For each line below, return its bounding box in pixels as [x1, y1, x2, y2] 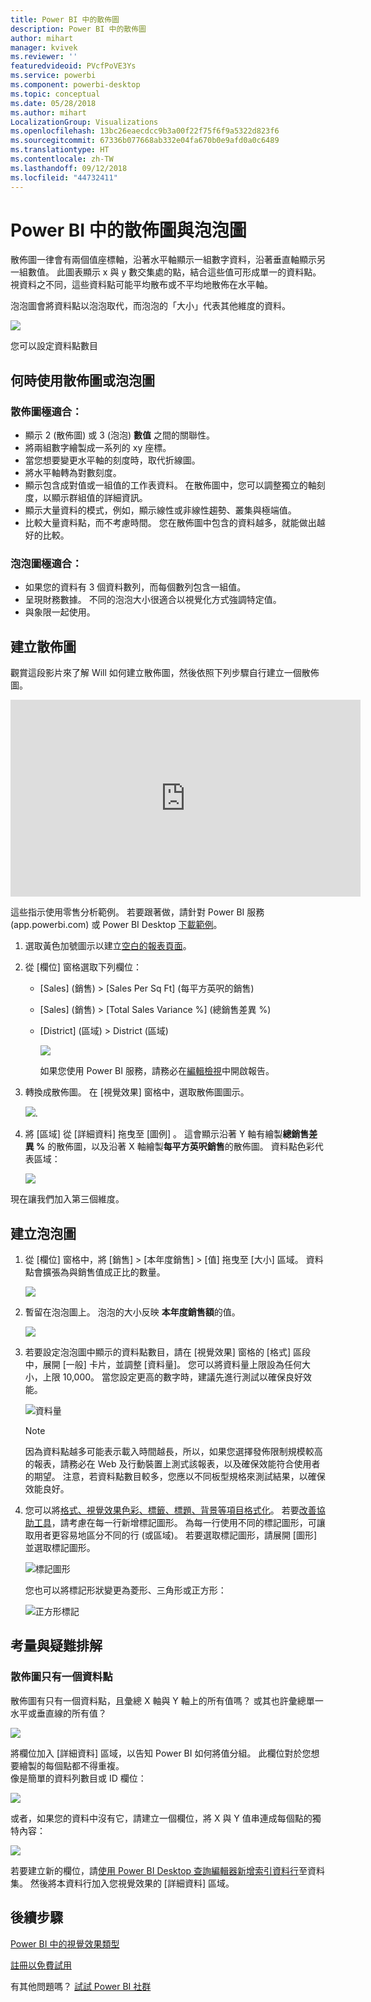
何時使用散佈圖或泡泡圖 [10, 372, 155, 389]
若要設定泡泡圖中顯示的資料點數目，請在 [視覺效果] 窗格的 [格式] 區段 [24, 1346, 311, 1358]
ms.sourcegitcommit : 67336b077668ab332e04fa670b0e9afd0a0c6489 [10, 136, 280, 146]
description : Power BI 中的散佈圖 [10, 24, 147, 34]
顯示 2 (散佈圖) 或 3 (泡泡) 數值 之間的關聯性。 [24, 429, 215, 441]
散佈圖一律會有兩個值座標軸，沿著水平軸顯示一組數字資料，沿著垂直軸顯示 [10, 254, 317, 266]
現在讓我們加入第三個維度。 [10, 1193, 125, 1205]
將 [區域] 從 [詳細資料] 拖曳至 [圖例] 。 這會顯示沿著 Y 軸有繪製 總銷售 [24, 1128, 310, 1140]
